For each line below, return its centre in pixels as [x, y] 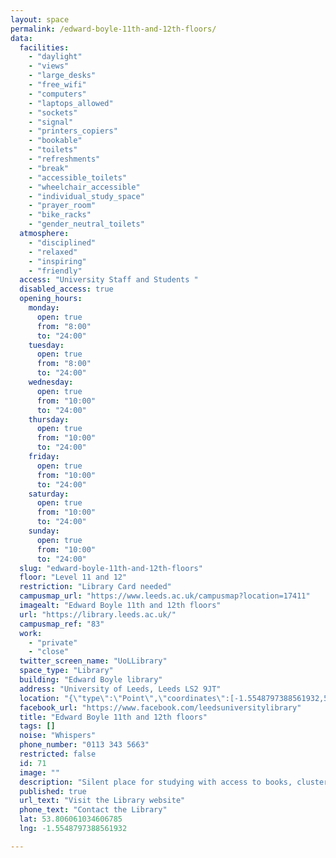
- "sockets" [53, 112]
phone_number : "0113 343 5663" [84, 745]
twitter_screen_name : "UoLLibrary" [93, 661]
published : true [53, 791]
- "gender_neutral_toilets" [86, 224]
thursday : [49, 419]
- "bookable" [55, 141]
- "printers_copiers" [73, 131]
